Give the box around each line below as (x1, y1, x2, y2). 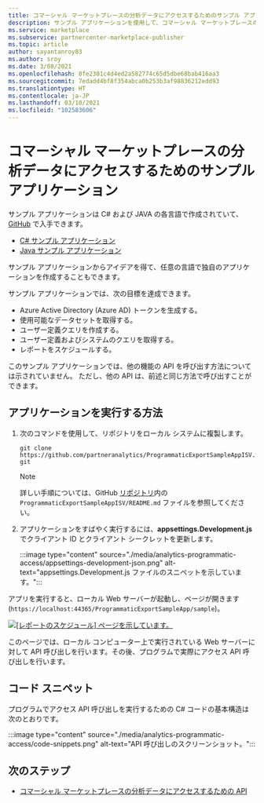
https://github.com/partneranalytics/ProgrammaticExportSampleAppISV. (19, 451, 256, 459)
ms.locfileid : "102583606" (8, 107, 97, 115)
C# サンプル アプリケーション (19, 235, 116, 245)
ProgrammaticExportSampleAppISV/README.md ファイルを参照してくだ (19, 498, 238, 507)
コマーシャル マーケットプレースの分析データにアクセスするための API (19, 787, 247, 796)
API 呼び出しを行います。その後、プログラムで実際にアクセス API (30, 647, 241, 656)
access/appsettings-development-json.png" (19, 558, 163, 568)
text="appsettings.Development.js (19, 567, 130, 577)
